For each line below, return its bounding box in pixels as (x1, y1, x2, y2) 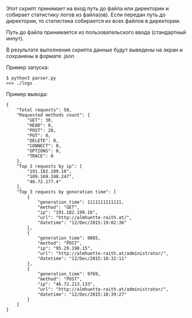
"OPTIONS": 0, (27, 148, 61, 154)
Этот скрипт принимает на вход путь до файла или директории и (6, 5, 169, 12)
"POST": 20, (27, 128, 57, 134)
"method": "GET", (37, 204, 80, 210)
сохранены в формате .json (6, 53, 75, 59)
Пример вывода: (6, 91, 48, 97)
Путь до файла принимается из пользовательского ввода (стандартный (6, 29, 186, 36)
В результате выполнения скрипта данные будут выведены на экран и (6, 46, 183, 53)
